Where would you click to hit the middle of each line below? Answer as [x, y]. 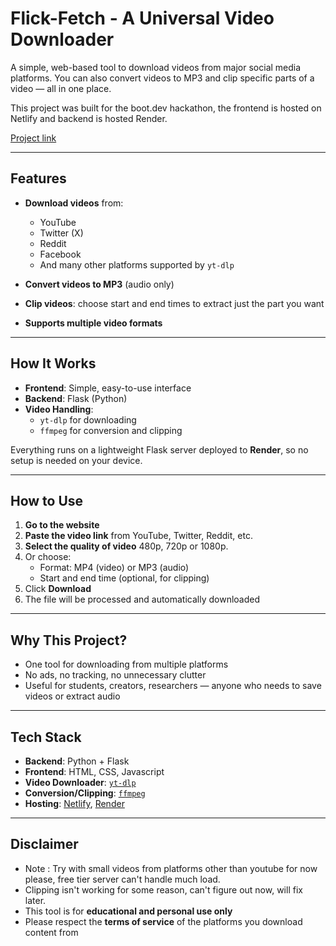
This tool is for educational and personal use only [128, 911]
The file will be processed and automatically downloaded [142, 599]
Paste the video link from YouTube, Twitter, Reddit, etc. [138, 536]
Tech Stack [46, 737]
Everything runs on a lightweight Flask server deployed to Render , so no [159, 449]
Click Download [58, 589]
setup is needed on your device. [76, 460]
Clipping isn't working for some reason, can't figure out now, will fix [163, 889]
